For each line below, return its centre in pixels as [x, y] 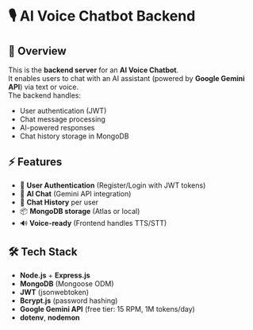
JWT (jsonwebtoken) [54, 292]
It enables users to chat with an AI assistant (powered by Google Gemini [126, 78]
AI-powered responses [57, 128]
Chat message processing [62, 119]
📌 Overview [37, 50]
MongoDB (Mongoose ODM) [67, 283]
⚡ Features [35, 162]
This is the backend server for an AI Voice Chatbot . [94, 70]
